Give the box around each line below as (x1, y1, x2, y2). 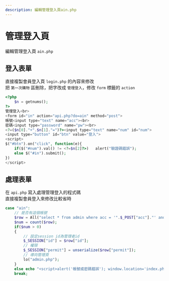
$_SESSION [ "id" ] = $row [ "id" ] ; (23, 238, 89, 243)
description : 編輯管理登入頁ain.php (5, 7, 77, 13)
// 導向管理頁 (23, 252, 49, 257)
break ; (14, 271, 28, 276)
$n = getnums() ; (14, 99, 49, 104)
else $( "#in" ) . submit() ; (14, 151, 66, 156)
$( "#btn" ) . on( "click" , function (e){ (5, 142, 82, 147)
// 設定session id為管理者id (23, 234, 80, 239)
